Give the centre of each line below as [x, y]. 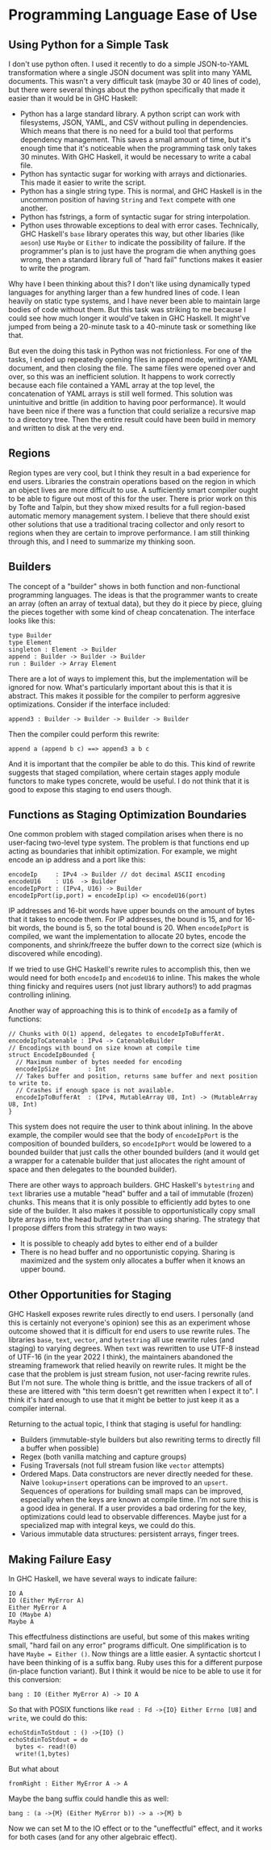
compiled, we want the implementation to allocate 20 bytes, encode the [127, 937]
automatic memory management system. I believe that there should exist [129, 516]
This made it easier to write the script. [83, 182]
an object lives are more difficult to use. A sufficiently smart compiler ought [133, 490]
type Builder [30, 635]
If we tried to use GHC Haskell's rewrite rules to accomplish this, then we [129, 969]
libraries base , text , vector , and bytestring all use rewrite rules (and [121, 1340]
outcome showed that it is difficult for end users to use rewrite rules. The [129, 1331]
